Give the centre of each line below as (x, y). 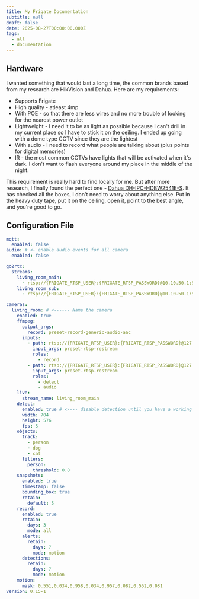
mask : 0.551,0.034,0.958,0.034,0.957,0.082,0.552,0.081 (92, 586)
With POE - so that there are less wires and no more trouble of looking (100, 113)
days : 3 (37, 525)
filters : (33, 459)
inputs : (31, 338)
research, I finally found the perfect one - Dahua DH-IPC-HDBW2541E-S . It (97, 188)
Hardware (25, 69)
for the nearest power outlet (49, 120)
